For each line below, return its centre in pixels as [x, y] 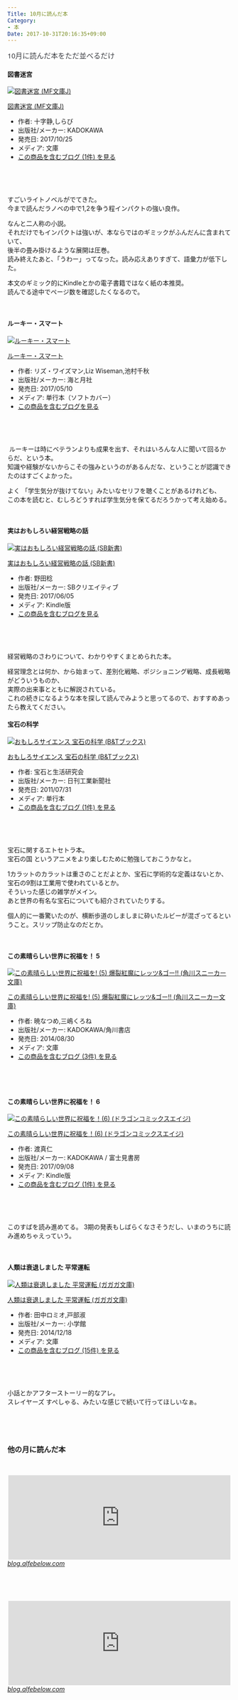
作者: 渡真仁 [35, 1149]
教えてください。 [44, 707]
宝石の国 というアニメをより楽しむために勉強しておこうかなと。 [101, 859]
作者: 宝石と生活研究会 [50, 772]
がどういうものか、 [36, 680]
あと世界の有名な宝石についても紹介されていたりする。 [88, 901]
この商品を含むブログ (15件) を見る [68, 1350]
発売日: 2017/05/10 [45, 389]
